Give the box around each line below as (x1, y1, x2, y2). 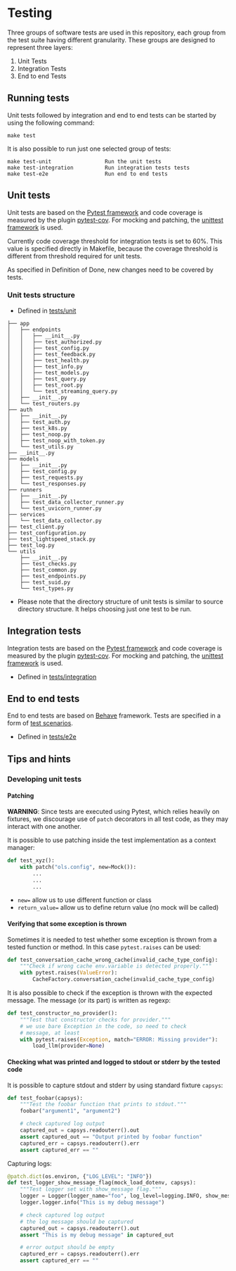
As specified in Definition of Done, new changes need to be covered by (7, 265, 214, 274)
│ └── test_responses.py (7, 480, 86, 487)
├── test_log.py (7, 541, 55, 549)
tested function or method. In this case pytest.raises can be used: (7, 942, 202, 951)
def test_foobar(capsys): (7, 1094, 83, 1101)
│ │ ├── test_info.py (7, 363, 83, 370)
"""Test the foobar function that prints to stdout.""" (20, 1101, 188, 1108)
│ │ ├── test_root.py (7, 382, 83, 389)
